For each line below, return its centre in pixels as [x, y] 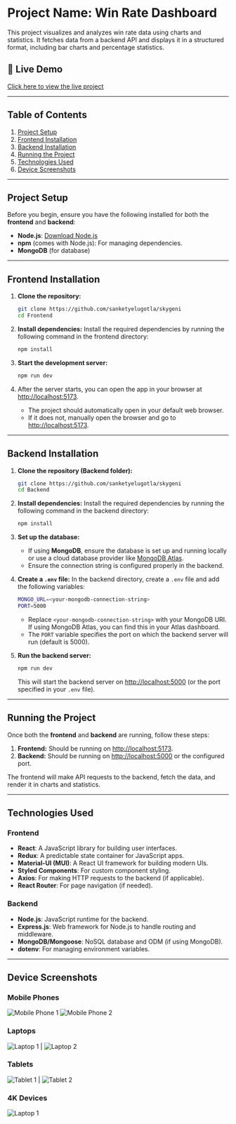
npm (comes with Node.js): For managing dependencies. [100, 243]
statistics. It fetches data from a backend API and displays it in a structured [116, 39]
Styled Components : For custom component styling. [94, 871]
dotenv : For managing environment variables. [84, 948]
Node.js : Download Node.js [58, 236]
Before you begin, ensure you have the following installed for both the [108, 215]
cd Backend [33, 490]
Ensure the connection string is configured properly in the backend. [126, 566]
